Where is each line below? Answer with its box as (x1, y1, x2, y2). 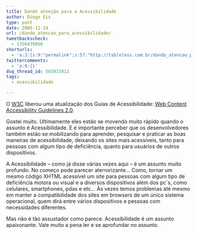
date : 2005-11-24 (6, 25, 49, 31)
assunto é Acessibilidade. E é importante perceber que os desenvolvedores (6, 124, 189, 131)
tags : (6, 74, 19, 80)
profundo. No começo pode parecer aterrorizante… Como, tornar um (6, 167, 173, 173)
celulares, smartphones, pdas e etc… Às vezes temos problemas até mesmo (6, 185, 191, 192)
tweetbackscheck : (6, 36, 49, 42)
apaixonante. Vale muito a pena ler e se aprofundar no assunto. (6, 222, 159, 228)
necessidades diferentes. (6, 204, 67, 211)
